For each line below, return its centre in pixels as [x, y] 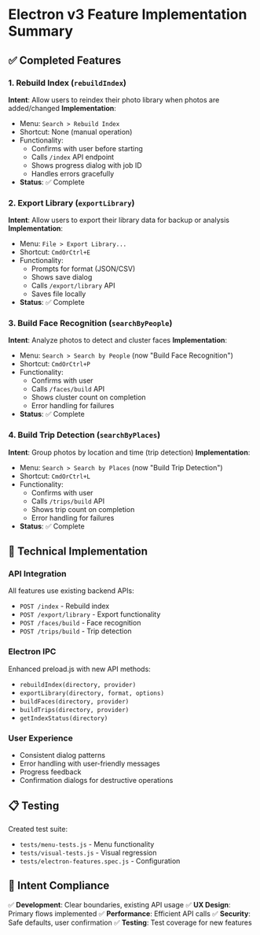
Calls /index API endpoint [73, 157]
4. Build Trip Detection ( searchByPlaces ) [84, 435]
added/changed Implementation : [62, 108]
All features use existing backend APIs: [71, 591]
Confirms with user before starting [87, 148]
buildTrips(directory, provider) [74, 710]
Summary [40, 31]
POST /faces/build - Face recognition [80, 623]
